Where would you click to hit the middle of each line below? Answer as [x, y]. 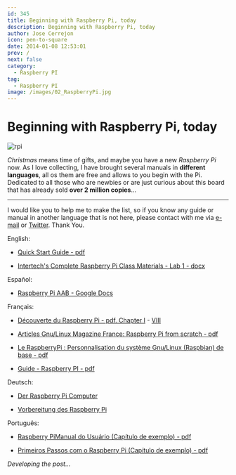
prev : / [19, 53]
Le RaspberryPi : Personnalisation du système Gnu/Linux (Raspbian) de [120, 348]
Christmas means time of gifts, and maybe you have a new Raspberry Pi [112, 160]
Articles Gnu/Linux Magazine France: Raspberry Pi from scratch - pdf [118, 334]
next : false [25, 60]
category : [22, 66]
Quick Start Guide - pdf [51, 252]
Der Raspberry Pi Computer [58, 396]
